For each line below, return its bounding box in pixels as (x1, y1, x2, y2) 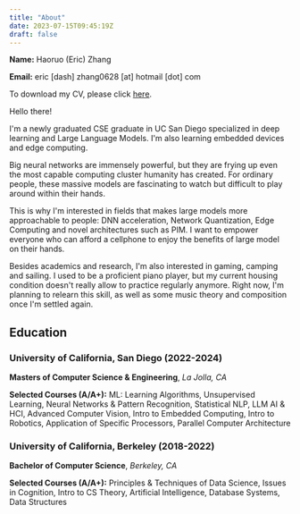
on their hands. (9, 243, 65, 255)
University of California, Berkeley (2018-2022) (9, 440, 215, 452)
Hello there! (9, 106, 52, 117)
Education (9, 324, 68, 340)
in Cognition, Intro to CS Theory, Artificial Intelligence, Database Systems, (9, 487, 280, 498)
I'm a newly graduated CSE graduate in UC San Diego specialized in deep (9, 123, 280, 134)
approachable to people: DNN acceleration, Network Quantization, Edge (9, 215, 275, 226)
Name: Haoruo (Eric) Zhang (9, 55, 112, 65)
